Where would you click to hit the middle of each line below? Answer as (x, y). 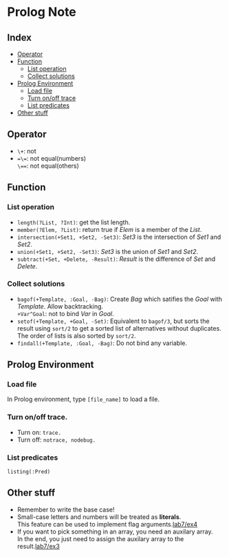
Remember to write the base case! (66, 509)
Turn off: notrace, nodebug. (56, 440)
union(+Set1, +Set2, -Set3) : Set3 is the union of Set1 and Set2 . (107, 251)
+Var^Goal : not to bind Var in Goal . (66, 313)
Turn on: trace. (39, 432)
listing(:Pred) (29, 472)
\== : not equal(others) (48, 166)
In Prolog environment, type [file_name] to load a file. (84, 399)
